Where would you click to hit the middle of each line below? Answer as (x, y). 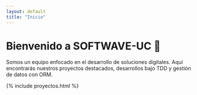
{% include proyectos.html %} (43, 86)
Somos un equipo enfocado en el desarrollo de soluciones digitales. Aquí (95, 62)
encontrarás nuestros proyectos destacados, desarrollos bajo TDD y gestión (98, 69)
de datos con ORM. (29, 74)
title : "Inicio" (26, 17)
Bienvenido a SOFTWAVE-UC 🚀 (84, 46)
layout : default (26, 11)
